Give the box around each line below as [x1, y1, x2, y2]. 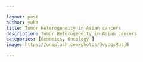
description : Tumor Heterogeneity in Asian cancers [6, 30, 137, 36]
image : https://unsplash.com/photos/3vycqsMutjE [6, 42, 129, 48]
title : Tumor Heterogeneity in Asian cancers [6, 25, 121, 31]
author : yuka [6, 19, 39, 26]
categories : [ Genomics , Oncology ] [6, 36, 95, 42]
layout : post [6, 14, 39, 20]
